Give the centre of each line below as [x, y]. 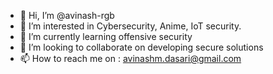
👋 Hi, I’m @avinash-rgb [67, 15]
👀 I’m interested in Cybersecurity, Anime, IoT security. [130, 26]
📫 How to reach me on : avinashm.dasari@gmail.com [130, 58]
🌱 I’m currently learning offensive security [106, 36]
